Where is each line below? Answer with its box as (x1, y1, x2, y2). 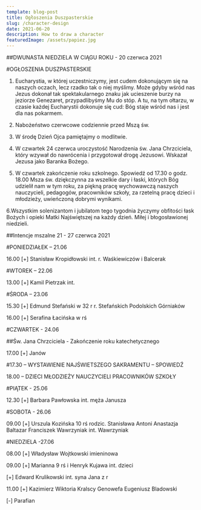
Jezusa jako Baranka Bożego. (15, 158, 89, 165)
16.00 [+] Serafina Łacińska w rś (6, 314, 87, 321)
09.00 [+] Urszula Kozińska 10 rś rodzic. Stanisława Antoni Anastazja (6, 420, 179, 427)
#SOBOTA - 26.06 (6, 408, 51, 415)
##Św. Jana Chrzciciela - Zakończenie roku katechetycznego (6, 338, 160, 345)
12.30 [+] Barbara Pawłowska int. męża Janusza (6, 396, 127, 404)
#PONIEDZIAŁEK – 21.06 (6, 243, 68, 251)
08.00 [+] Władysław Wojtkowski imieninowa (6, 450, 118, 457)
